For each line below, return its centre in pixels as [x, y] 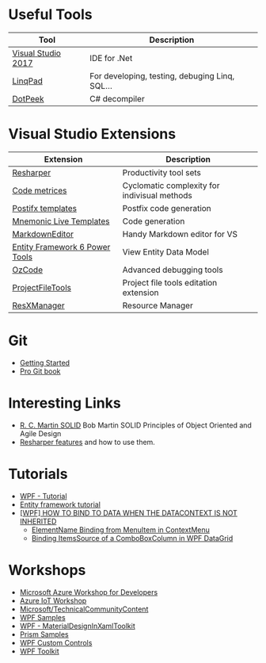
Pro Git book [40, 371]
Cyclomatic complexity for [171, 186]
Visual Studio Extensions [92, 134]
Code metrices [40, 190]
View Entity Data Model [166, 251]
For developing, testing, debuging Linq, [162, 75]
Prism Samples [44, 634]
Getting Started [44, 362]
